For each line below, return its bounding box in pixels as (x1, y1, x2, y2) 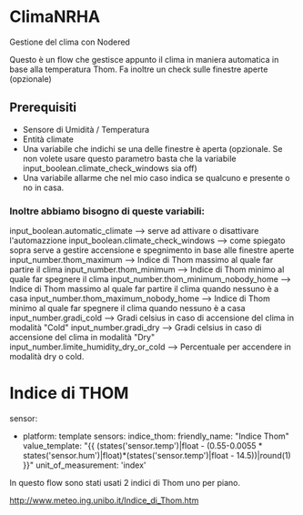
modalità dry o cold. (9, 351, 85, 362)
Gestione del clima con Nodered (9, 36, 130, 47)
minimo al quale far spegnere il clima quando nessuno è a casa (9, 303, 246, 314)
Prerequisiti (9, 100, 77, 116)
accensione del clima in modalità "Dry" (9, 332, 156, 343)
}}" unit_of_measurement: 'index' (22, 459, 146, 470)
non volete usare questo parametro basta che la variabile (22, 153, 237, 164)
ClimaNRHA (9, 6, 101, 27)
